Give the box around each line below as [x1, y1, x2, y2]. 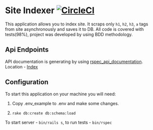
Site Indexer [5, 5, 55, 16]
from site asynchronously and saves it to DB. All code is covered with [5, 26, 144, 32]
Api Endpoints [5, 45, 49, 54]
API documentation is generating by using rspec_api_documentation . [5, 59, 143, 65]
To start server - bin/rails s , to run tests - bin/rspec [5, 119, 112, 125]
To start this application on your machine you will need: [5, 91, 116, 97]
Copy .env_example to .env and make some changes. [12, 100, 119, 106]
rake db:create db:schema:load [12, 110, 76, 116]
